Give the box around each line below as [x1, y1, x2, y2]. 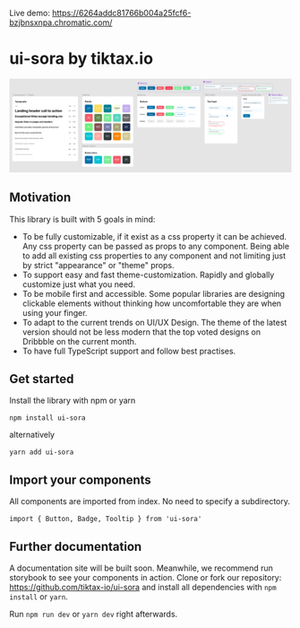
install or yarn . [9, 591, 69, 602]
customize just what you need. [21, 278, 136, 290]
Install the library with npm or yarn [9, 395, 136, 406]
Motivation [9, 190, 72, 205]
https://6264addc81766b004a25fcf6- [52, 8, 192, 18]
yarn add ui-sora [9, 448, 74, 457]
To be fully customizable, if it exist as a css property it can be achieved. [21, 231, 287, 241]
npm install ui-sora [9, 414, 87, 423]
